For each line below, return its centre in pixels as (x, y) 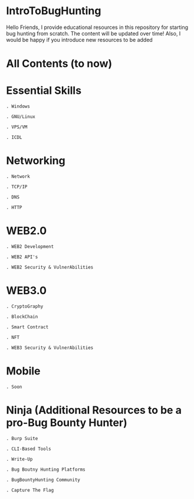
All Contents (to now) (59, 64)
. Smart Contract (27, 327)
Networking (36, 161)
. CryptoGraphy (25, 306)
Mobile (23, 371)
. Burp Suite (22, 438)
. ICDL (14, 138)
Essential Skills (44, 91)
